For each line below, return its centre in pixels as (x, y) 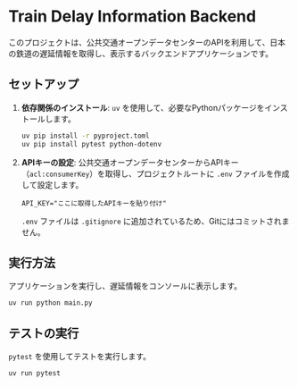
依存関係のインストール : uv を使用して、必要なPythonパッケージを (143, 107)
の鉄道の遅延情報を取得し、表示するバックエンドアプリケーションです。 (141, 53)
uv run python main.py (50, 303)
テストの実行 (44, 333)
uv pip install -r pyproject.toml (85, 136)
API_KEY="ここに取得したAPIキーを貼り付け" (94, 203)
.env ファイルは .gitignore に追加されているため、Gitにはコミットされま (155, 221)
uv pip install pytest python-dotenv (91, 144)
